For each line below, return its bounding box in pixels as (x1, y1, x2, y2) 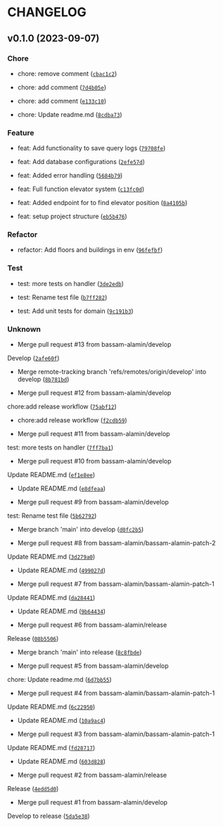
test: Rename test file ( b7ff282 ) (17, 293, 108, 301)
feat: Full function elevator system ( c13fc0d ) (17, 185, 145, 194)
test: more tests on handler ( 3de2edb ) (17, 279, 125, 287)
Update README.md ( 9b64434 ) (17, 607, 106, 616)
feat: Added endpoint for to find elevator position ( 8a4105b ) (17, 199, 188, 207)
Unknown (7, 324, 41, 334)
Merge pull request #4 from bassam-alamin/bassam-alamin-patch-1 (17, 689, 215, 697)
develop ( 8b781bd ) (17, 375, 70, 384)
